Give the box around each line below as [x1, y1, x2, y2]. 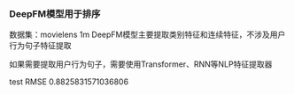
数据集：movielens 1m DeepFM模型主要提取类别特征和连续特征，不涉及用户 [9, 29, 286, 40]
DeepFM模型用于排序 [9, 7, 101, 19]
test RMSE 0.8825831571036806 [9, 76, 129, 87]
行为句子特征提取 [9, 40, 72, 51]
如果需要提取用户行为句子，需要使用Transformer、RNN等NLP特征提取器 [9, 59, 273, 69]
